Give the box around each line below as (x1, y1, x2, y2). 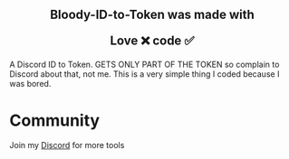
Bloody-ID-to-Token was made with (49, 7, 255, 23)
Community (9, 110, 101, 130)
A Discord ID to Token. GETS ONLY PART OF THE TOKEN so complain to (9, 59, 280, 70)
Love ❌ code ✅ (110, 33, 195, 49)
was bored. (9, 79, 52, 89)
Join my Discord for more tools (9, 140, 125, 151)
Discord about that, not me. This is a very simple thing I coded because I (9, 69, 280, 79)
